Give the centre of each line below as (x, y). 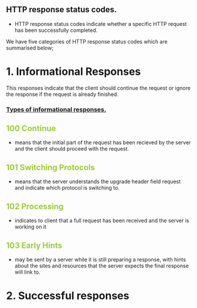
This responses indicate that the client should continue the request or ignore (98, 88)
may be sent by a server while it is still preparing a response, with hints (100, 259)
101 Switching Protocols (51, 167)
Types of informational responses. (56, 110)
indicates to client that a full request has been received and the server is (102, 221)
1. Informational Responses (74, 72)
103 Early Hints (34, 245)
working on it (30, 227)
